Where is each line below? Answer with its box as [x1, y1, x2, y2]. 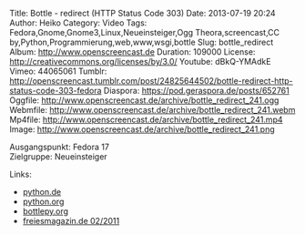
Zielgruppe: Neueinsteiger [9, 151, 107, 162]
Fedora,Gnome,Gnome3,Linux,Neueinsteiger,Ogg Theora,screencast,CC [9, 27, 280, 37]
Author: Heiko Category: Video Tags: [9, 17, 147, 28]
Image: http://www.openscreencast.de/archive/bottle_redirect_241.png [9, 124, 275, 135]
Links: [9, 169, 32, 179]
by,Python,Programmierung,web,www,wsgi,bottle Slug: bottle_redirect [9, 36, 274, 47]
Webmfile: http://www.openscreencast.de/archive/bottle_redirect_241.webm [9, 105, 296, 115]
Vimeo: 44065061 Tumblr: [9, 66, 107, 77]
